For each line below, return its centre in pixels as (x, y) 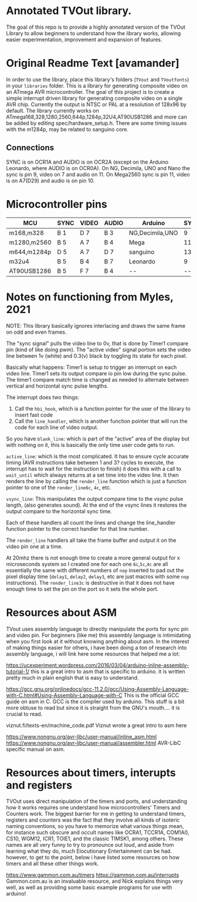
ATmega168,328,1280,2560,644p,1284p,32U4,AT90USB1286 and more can (97, 117)
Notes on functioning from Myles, (90, 297)
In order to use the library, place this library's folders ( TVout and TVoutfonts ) (98, 79)
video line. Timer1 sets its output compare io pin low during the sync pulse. (96, 373)
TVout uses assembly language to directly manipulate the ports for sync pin (97, 629)
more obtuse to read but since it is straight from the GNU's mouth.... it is (93, 707)
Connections (30, 148)
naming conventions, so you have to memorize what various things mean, (95, 826)
